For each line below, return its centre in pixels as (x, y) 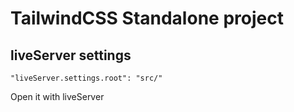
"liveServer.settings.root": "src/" (86, 78)
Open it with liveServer (57, 96)
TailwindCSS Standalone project (147, 18)
